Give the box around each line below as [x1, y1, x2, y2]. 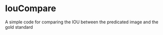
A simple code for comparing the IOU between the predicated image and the [5, 19, 159, 25]
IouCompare [5, 3, 56, 14]
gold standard [5, 24, 33, 30]
